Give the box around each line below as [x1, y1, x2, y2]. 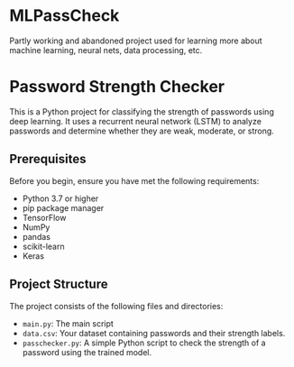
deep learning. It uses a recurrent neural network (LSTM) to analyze [9, 115, 262, 126]
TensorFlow [22, 212, 67, 223]
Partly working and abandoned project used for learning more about [9, 35, 263, 46]
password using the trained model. [22, 346, 152, 357]
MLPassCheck [9, 5, 120, 26]
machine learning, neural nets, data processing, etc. [9, 44, 203, 55]
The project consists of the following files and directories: [9, 300, 224, 311]
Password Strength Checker [9, 77, 225, 97]
